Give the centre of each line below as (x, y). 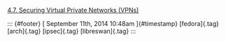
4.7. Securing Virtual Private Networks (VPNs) (73, 10)
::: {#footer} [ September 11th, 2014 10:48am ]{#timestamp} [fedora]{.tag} (113, 23)
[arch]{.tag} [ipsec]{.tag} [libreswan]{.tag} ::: (72, 31)
